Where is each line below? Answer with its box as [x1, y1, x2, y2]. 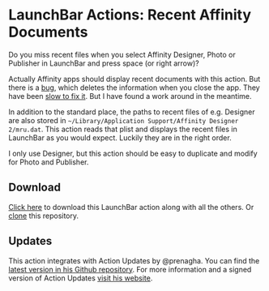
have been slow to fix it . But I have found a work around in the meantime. [8, 91, 252, 101]
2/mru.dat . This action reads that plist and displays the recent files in [8, 124, 237, 134]
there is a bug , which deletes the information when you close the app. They [8, 83, 261, 92]
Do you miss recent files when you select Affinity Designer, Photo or [8, 49, 237, 59]
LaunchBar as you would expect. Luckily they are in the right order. [8, 132, 233, 143]
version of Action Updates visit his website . [8, 273, 153, 283]
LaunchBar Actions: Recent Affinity [8, 6, 252, 24]
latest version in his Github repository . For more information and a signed [8, 264, 252, 274]
